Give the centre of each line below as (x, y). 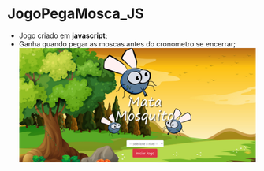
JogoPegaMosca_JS (76, 14)
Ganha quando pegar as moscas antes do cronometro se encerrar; (127, 43)
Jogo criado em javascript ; (63, 35)
